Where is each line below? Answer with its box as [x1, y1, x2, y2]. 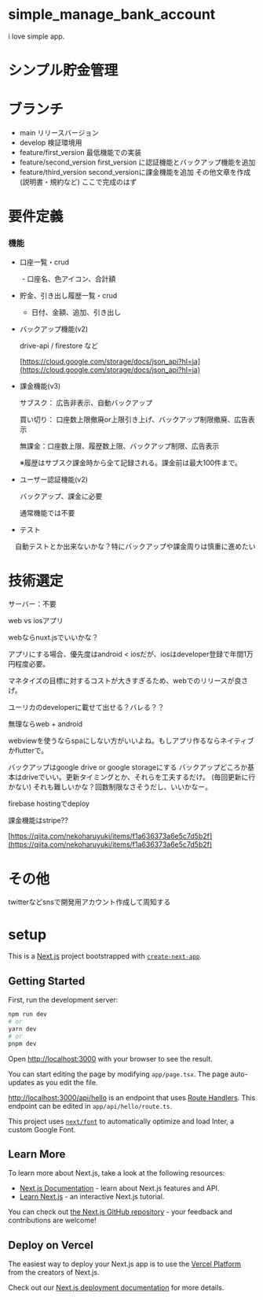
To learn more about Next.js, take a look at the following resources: [8, 1169, 225, 1178]
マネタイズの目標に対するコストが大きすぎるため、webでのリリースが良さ [8, 676, 249, 685]
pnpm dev [8, 1040, 37, 1047]
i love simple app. [8, 31, 65, 41]
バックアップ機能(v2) [19, 324, 89, 334]
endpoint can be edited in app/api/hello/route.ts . [8, 1101, 173, 1110]
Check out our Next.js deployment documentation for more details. [8, 1283, 225, 1292]
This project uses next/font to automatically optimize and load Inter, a [8, 1116, 235, 1126]
